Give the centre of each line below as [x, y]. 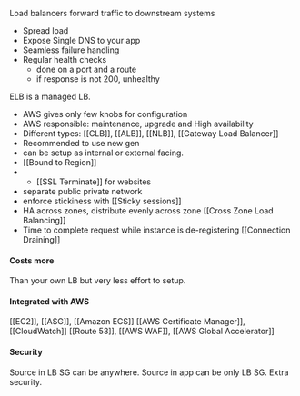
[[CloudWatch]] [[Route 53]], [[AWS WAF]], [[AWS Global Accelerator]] [142, 332]
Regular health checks [65, 59]
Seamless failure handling [71, 50]
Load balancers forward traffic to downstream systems [112, 13]
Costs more [32, 260]
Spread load [45, 30]
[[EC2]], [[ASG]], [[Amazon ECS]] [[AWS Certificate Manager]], [127, 322]
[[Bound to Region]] [60, 162]
